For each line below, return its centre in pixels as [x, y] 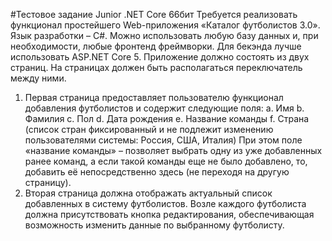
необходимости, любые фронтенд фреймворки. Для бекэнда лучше [156, 46]
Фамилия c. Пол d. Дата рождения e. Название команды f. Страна [167, 118]
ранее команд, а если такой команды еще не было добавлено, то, [166, 161]
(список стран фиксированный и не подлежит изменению [149, 129]
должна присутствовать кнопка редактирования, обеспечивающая [169, 214]
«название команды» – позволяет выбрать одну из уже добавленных [173, 150]
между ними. [38, 78]
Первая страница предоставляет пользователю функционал [154, 97]
